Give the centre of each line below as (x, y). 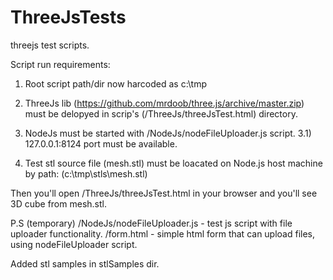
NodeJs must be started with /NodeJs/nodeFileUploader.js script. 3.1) (168, 133)
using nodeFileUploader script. (74, 244)
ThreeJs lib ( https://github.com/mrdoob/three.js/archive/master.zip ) (164, 103)
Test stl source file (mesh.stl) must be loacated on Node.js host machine (173, 163)
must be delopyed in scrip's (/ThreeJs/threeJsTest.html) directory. (161, 113)
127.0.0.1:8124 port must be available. (101, 143)
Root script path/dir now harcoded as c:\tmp (115, 83)
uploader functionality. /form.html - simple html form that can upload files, (163, 233)
